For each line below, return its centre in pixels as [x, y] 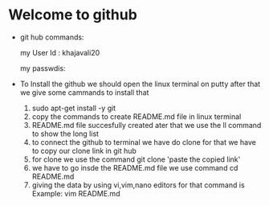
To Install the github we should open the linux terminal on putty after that [140, 84]
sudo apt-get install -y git [74, 108]
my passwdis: [43, 68]
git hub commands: [52, 37]
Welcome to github [73, 15]
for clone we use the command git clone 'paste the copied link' [136, 159]
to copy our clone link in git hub [84, 150]
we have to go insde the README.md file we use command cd [135, 167]
